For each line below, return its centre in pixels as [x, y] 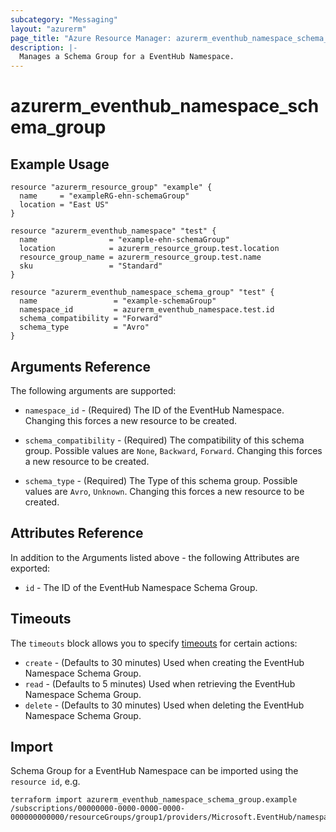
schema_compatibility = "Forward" [91, 319]
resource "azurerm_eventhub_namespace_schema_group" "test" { [142, 292]
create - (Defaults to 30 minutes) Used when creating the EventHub [164, 662]
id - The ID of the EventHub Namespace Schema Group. [141, 587]
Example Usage [60, 164]
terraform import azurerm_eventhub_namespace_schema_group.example [154, 800]
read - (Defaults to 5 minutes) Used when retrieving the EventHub [160, 683]
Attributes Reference [77, 533]
